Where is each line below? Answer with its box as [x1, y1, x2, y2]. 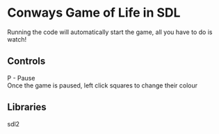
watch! [7, 35, 27, 43]
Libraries [7, 101, 47, 113]
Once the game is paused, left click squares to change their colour [7, 81, 198, 90]
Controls [7, 56, 46, 67]
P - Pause [7, 74, 35, 82]
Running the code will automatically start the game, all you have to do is [7, 28, 213, 36]
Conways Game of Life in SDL [7, 5, 181, 21]
